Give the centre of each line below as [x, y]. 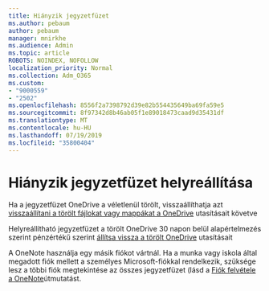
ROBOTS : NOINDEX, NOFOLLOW [53, 61]
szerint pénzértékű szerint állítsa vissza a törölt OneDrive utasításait [120, 237]
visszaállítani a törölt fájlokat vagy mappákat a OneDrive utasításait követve [133, 213]
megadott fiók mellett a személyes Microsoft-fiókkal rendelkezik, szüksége [132, 261]
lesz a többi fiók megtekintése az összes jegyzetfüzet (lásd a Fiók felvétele [132, 270]
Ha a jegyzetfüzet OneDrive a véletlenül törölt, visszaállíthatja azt [116, 205]
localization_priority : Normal [61, 68]
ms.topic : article [39, 53]
